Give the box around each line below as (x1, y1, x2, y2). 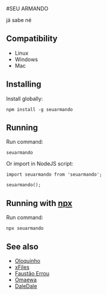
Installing (6, 80, 42, 90)
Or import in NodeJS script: (6, 160, 74, 167)
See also (6, 242, 39, 252)
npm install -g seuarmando (6, 106, 73, 112)
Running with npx (6, 198, 73, 208)
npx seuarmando (6, 226, 44, 231)
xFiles (14, 264, 30, 271)
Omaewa (14, 276, 37, 284)
